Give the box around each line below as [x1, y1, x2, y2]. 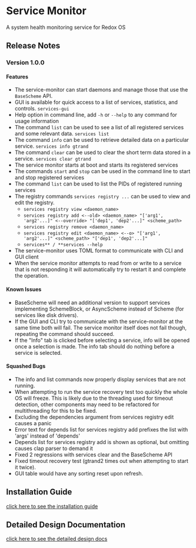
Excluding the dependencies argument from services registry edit [14, 413, 174, 420]
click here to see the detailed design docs [6, 536, 108, 543]
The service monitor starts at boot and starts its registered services [14, 161, 178, 169]
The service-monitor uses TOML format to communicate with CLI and [14, 247, 184, 255]
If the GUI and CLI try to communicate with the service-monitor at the [14, 318, 183, 325]
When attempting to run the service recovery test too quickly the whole [14, 388, 188, 395]
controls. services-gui [14, 105, 69, 112]
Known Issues [6, 286, 42, 293]
